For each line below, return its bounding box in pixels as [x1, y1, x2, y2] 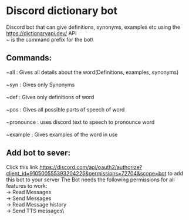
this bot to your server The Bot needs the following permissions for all [6, 176, 175, 183]
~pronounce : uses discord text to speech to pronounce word [6, 119, 155, 126]
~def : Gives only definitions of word [6, 93, 95, 100]
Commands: [6, 53, 52, 63]
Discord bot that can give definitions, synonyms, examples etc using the [6, 23, 181, 31]
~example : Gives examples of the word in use [6, 131, 118, 138]
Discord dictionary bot [6, 4, 117, 18]
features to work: [6, 182, 48, 189]
